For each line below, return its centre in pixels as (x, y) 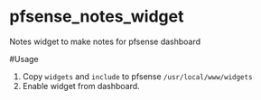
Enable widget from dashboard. (81, 86)
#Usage (24, 59)
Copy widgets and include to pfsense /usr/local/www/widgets (137, 76)
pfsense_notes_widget (97, 17)
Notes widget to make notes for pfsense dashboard (105, 41)
